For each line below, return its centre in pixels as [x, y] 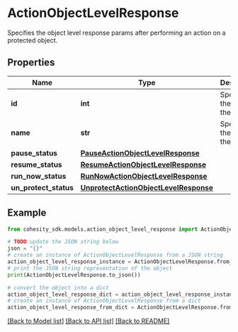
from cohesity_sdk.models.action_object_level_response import [103, 229]
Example [27, 213]
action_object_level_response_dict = [63, 294]
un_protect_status [42, 187]
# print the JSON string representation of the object [90, 268]
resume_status [36, 165]
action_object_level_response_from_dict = [71, 308]
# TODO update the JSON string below [63, 242]
